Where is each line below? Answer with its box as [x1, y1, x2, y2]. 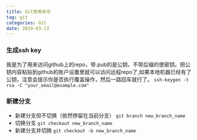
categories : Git [6, 20, 47, 26]
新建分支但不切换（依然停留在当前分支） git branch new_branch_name [14, 111, 186, 119]
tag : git [6, 14, 28, 20]
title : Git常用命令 [6, 8, 51, 15]
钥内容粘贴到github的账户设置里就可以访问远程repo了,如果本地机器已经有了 [6, 68, 192, 75]
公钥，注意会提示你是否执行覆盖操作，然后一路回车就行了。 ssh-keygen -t [6, 76, 189, 83]
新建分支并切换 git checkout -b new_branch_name [14, 126, 136, 134]
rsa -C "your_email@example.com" [6, 82, 90, 88]
